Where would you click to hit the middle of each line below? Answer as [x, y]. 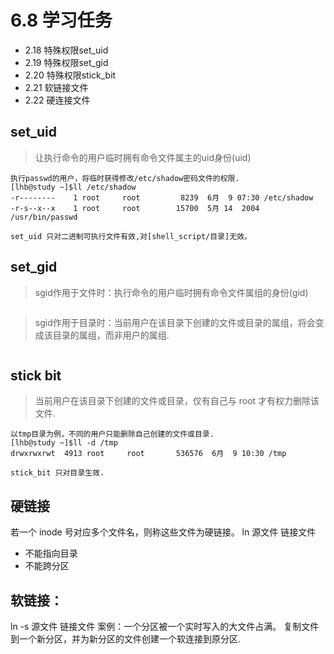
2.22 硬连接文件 [57, 100]
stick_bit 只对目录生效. [57, 473]
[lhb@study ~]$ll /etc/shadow [73, 187]
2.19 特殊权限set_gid [66, 62]
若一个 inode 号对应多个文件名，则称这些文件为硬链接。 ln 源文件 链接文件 [163, 532]
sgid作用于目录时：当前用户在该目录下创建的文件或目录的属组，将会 [175, 322]
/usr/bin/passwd [44, 217]
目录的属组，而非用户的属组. [111, 335]
